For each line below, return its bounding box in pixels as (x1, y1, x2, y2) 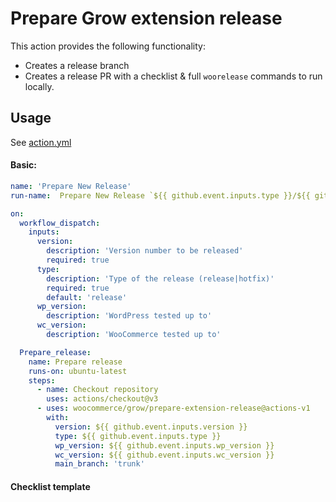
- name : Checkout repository (36, 385, 159, 395)
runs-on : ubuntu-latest (28, 366, 128, 376)
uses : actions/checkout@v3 (46, 394, 159, 404)
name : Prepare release (28, 357, 123, 367)
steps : (28, 375, 56, 386)
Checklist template (10, 480, 91, 492)
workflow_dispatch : (19, 218, 101, 228)
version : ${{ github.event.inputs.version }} (54, 422, 248, 432)
